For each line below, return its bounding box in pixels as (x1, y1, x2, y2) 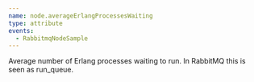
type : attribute (8, 19, 63, 27)
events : (8, 27, 35, 35)
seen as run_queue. (8, 65, 74, 75)
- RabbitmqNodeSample (15, 34, 89, 43)
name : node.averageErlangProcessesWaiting (8, 11, 153, 20)
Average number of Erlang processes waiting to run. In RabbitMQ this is (8, 56, 246, 66)
